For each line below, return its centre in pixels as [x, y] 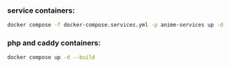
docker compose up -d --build [51, 57]
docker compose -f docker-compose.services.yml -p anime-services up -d [115, 25]
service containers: [41, 11]
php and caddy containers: [54, 43]
